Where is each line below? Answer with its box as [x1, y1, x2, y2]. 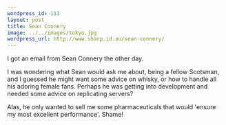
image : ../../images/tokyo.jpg [7, 29, 97, 36]
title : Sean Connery [7, 23, 67, 30]
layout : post [7, 16, 45, 23]
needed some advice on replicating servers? [7, 90, 134, 98]
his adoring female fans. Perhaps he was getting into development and [7, 82, 208, 91]
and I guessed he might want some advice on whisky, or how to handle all [7, 75, 217, 83]
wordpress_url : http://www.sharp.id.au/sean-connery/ [7, 36, 165, 43]
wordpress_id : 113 [7, 10, 60, 17]
